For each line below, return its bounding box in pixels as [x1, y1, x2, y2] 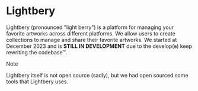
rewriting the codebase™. [6, 48, 68, 56]
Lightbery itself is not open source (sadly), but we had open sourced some [6, 71, 189, 79]
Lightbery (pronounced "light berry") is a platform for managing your [6, 24, 174, 31]
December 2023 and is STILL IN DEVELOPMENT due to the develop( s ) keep [6, 43, 193, 50]
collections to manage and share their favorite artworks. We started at [6, 36, 177, 43]
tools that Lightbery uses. [6, 78, 69, 85]
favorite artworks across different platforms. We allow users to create [6, 30, 176, 37]
